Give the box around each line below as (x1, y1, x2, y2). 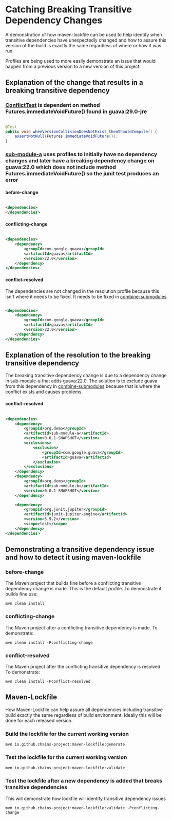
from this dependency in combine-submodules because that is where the (5, 383, 161, 389)
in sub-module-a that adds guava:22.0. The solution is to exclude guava (5, 378, 158, 384)
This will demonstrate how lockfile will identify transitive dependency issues (5, 795, 166, 802)
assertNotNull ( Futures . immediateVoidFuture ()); (14, 134, 118, 139)
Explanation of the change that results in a (5, 78, 143, 87)
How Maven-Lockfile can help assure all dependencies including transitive (5, 706, 163, 713)
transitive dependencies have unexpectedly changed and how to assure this (5, 37, 167, 43)
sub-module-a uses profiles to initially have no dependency (5, 151, 158, 158)
